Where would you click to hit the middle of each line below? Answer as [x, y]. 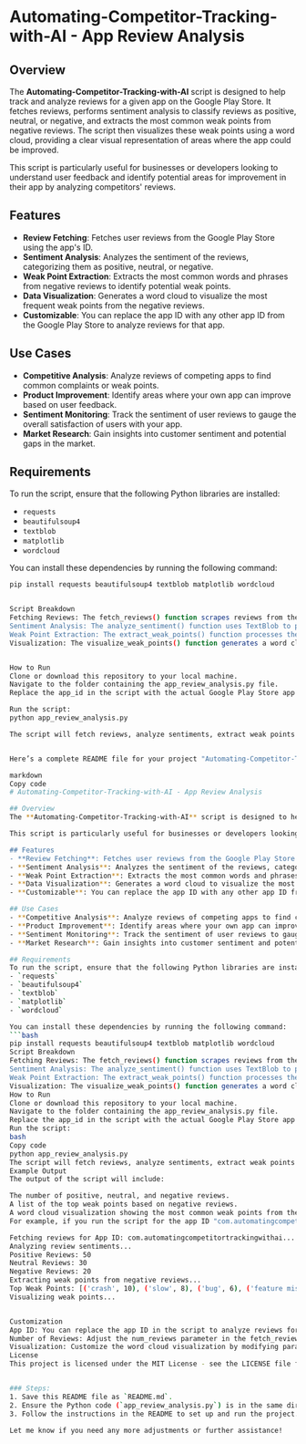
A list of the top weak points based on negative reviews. [124, 1205]
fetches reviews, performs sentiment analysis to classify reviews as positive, [153, 111]
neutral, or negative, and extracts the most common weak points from [140, 121]
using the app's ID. [58, 247]
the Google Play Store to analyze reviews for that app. [124, 325]
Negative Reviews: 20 [51, 1272]
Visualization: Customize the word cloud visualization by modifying [144, 1347]
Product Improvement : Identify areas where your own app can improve [157, 395]
